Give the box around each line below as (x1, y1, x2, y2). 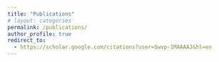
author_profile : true (7, 30, 72, 38)
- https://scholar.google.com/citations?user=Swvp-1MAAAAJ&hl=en (14, 43, 213, 51)
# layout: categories (7, 17, 72, 24)
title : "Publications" (7, 10, 75, 18)
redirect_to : (7, 37, 46, 44)
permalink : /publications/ (7, 24, 88, 31)
